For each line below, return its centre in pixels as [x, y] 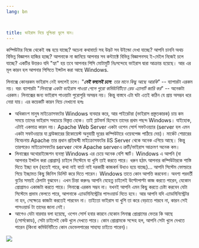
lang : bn [17, 12]
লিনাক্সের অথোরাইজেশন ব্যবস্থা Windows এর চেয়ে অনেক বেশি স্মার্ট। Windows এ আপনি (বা [98, 153]
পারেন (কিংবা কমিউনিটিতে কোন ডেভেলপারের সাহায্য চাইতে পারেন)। [72, 227]
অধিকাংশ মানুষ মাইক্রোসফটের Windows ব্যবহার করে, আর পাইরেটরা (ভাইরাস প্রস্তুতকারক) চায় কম [99, 113]
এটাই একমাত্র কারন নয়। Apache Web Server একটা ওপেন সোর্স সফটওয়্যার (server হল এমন [102, 127]
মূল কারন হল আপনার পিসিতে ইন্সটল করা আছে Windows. [57, 69]
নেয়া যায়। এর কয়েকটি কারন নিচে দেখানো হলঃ [45, 101]
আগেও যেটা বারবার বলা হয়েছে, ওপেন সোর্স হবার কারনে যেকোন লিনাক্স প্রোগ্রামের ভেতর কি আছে [94, 214]
